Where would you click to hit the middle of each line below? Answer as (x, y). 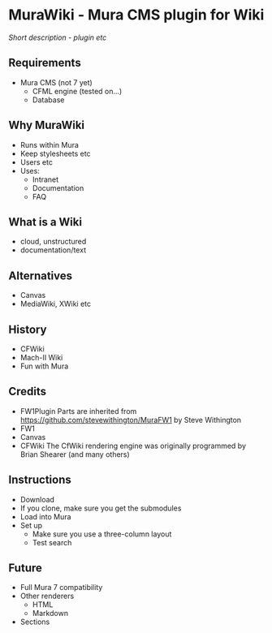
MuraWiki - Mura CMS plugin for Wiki (136, 15)
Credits (28, 392)
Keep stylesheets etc (55, 153)
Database (48, 100)
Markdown (50, 614)
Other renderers (47, 596)
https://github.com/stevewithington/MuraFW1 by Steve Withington (131, 420)
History (28, 329)
